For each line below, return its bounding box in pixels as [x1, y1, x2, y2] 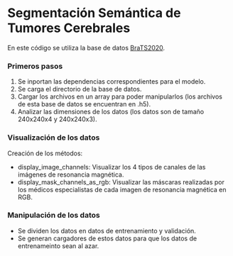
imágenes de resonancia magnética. [17, 170, 124, 179]
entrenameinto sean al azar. [17, 241, 99, 250]
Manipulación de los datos [7, 211, 101, 221]
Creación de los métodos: [7, 149, 83, 157]
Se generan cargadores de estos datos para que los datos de [17, 234, 197, 243]
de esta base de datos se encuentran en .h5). [17, 100, 151, 108]
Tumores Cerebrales [7, 20, 131, 36]
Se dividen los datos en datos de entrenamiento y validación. [17, 226, 197, 235]
